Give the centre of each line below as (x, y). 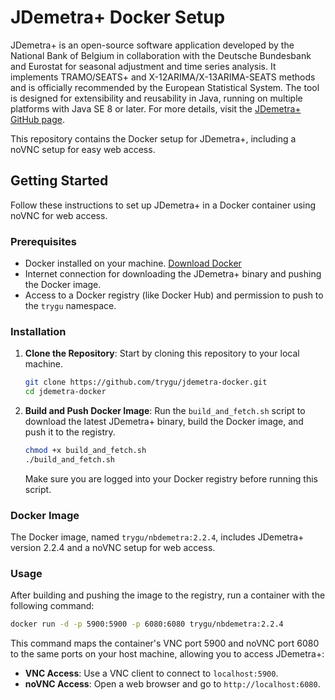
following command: (52, 606)
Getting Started (59, 181)
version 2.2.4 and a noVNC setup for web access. (113, 548)
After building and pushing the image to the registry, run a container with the (168, 595)
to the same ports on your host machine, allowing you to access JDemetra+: (167, 654)
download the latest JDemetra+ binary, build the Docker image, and (164, 422)
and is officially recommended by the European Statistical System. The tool (165, 87)
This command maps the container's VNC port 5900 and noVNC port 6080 (165, 643)
